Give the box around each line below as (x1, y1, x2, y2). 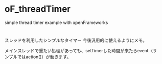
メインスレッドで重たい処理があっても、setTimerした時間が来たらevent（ (4, 48, 153, 54)
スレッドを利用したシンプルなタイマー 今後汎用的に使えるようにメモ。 (4, 38, 147, 43)
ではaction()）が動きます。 (17, 54, 71, 60)
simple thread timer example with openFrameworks (4, 20, 108, 25)
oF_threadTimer (4, 3, 71, 15)
